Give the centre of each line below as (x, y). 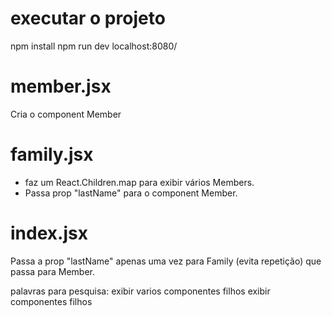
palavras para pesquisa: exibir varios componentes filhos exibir (140, 291)
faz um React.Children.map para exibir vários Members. (139, 182)
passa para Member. (53, 271)
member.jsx (61, 86)
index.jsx (49, 233)
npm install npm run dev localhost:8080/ (94, 46)
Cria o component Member (66, 114)
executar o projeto (88, 18)
